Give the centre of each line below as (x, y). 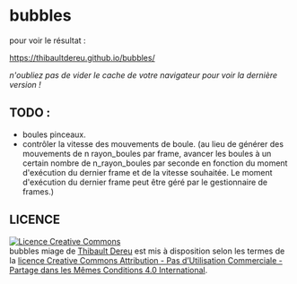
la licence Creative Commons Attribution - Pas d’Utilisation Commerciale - (146, 260)
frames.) (38, 191)
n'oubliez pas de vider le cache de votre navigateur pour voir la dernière (144, 75)
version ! (26, 84)
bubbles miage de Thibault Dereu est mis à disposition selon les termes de (147, 251)
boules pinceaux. (54, 134)
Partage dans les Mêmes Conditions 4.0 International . (109, 270)
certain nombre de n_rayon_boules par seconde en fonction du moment (155, 163)
